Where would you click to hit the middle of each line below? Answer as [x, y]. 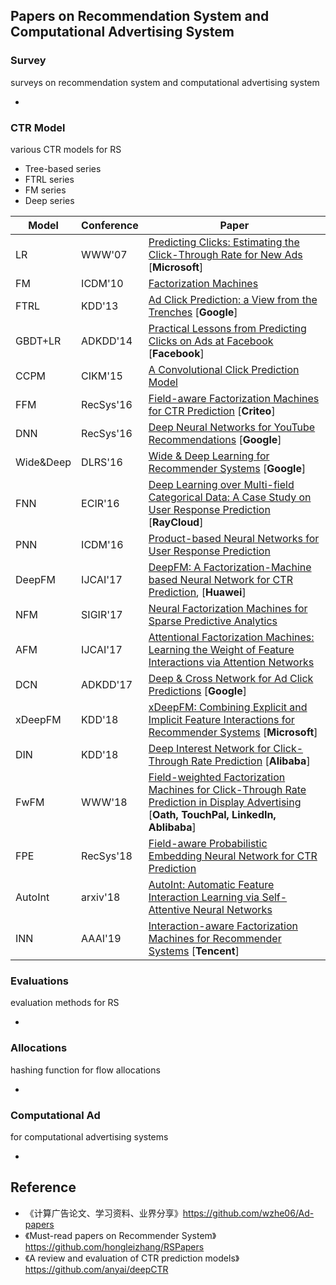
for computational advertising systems [89, 1136]
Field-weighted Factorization [217, 777]
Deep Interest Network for [209, 748]
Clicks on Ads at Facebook [211, 341]
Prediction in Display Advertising [225, 802]
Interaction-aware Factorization [223, 926]
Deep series [49, 200]
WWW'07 [104, 254]
